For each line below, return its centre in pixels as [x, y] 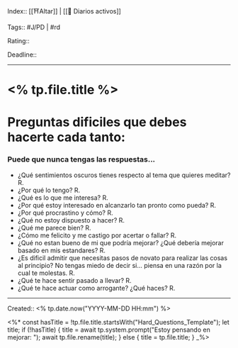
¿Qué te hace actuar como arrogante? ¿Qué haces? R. [96, 288]
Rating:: [18, 41]
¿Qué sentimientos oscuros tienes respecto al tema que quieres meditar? [124, 175]
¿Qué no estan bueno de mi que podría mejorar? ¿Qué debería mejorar [121, 242]
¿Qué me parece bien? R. [54, 228]
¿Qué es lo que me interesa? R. [63, 197]
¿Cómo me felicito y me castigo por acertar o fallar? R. [97, 235]
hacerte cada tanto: [67, 137]
